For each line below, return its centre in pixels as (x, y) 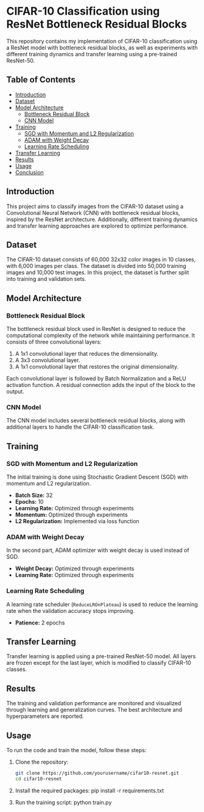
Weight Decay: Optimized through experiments (75, 568)
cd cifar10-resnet (38, 779)
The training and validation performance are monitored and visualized (94, 703)
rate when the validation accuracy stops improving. (71, 611)
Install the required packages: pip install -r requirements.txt (90, 790)
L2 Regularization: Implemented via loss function (77, 521)
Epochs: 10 (29, 502)
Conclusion (29, 172)
